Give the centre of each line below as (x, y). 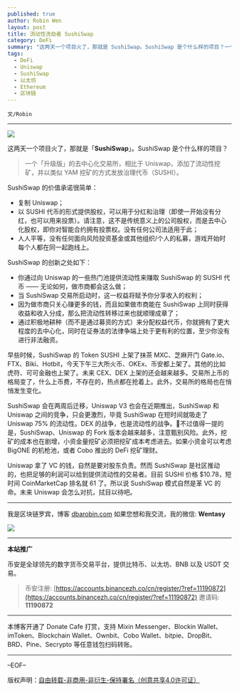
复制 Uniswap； (41, 203)
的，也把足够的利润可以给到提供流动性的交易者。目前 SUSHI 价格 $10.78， (116, 474)
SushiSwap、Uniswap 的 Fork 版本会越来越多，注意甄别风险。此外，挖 (123, 432)
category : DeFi (30, 41)
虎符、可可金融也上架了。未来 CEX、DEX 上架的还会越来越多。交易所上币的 (118, 373)
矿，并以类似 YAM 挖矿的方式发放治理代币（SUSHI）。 (103, 172)
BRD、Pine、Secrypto (40, 645)
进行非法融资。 (39, 340)
